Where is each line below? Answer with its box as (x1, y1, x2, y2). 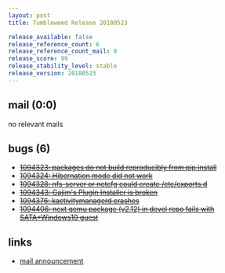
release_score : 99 (8, 55, 68, 63)
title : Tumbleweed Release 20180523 (8, 19, 128, 27)
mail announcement (19, 257, 84, 266)
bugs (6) (8, 142, 51, 155)
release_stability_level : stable (8, 62, 118, 71)
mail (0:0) (8, 99, 57, 112)
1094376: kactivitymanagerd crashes (19, 196, 140, 206)
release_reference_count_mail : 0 (8, 48, 118, 56)
